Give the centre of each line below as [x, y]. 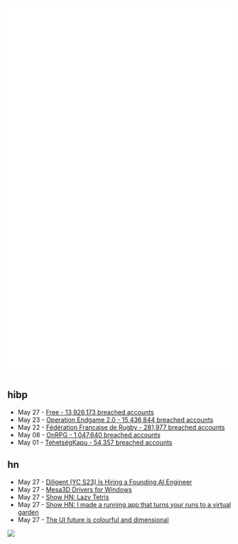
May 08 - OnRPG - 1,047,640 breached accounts [89, 434]
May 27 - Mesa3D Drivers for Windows [75, 489]
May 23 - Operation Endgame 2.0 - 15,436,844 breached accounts [115, 420]
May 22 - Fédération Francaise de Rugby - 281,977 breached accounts [121, 427]
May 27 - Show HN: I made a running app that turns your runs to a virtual [124, 504]
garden [28, 512]
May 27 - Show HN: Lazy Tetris [63, 497]
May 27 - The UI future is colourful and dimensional [93, 519]
